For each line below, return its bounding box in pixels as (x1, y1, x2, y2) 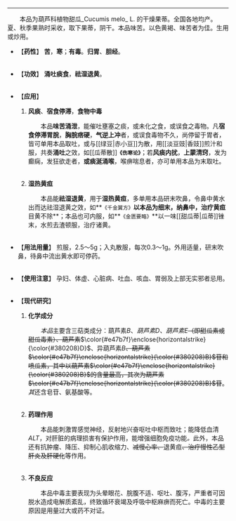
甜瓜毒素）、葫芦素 (27, 335, 81, 343)
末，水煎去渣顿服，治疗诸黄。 (27, 220, 114, 229)
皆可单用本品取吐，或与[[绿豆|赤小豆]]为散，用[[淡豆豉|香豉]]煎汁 (27, 140, 216, 147)
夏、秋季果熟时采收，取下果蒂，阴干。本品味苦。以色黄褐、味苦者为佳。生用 (7, 24, 229, 32)
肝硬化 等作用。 (46, 451, 90, 460)
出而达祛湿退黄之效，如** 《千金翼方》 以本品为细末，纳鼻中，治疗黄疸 (27, 203, 226, 211)
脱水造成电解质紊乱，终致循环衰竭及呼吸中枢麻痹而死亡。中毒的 (27, 498, 213, 506)
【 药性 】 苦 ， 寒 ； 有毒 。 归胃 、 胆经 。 (17, 47, 124, 55)
